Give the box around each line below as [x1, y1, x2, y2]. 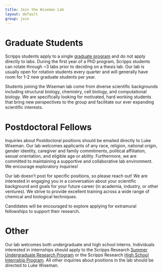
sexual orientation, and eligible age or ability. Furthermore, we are [5, 153, 137, 159]
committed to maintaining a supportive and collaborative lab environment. [5, 158, 153, 164]
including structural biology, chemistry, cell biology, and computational [5, 89, 147, 95]
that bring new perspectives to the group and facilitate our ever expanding [5, 99, 154, 105]
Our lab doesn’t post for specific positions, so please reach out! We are [5, 173, 148, 179]
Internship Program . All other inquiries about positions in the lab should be [5, 257, 154, 263]
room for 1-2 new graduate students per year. [5, 74, 96, 80]
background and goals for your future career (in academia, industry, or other [5, 184, 159, 189]
